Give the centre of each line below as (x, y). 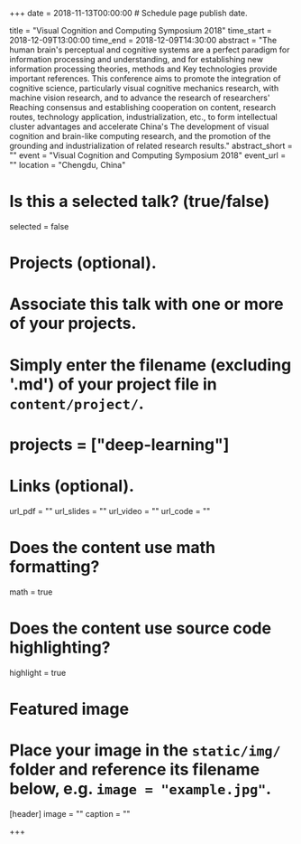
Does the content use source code (141, 628)
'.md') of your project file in (114, 384)
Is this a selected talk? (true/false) (140, 202)
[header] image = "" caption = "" (70, 813)
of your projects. (73, 324)
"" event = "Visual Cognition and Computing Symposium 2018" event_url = (148, 155)
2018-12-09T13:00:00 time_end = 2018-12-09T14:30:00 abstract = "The (143, 40)
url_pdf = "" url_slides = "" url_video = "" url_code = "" (110, 511)
